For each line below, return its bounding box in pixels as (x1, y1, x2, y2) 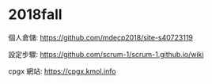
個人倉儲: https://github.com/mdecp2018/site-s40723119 (8, 32, 194, 42)
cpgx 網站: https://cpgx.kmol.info (8, 66, 116, 76)
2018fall (8, 6, 62, 24)
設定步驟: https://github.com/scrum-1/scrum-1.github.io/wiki (8, 49, 204, 59)
